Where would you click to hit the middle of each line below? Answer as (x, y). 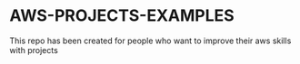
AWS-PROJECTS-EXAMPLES (122, 16)
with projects (34, 50)
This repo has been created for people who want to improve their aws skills (150, 41)
